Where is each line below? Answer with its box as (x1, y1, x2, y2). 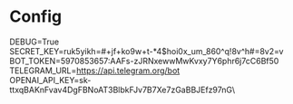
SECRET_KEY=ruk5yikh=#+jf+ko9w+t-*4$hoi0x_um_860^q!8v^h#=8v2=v (9, 45, 284, 56)
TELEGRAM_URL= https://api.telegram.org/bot (9, 65, 181, 76)
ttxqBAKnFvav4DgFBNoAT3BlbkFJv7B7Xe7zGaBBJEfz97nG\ (9, 84, 236, 95)
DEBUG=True (9, 36, 60, 47)
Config (9, 6, 62, 27)
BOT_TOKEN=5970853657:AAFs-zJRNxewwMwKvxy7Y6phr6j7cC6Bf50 (9, 55, 279, 66)
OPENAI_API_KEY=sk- (9, 74, 92, 85)
